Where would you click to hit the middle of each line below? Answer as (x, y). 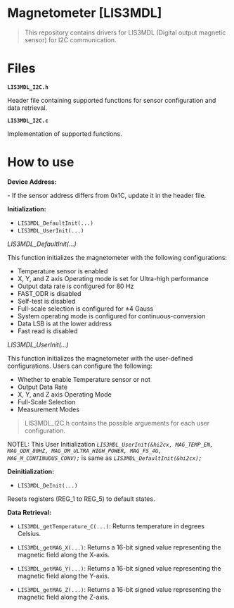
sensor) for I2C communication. (71, 39)
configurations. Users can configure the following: (80, 366)
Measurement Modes (48, 409)
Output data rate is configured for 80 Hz (76, 286)
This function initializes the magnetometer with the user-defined (100, 358)
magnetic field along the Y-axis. (64, 576)
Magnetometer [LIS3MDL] (85, 13)
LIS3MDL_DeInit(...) (47, 485)
